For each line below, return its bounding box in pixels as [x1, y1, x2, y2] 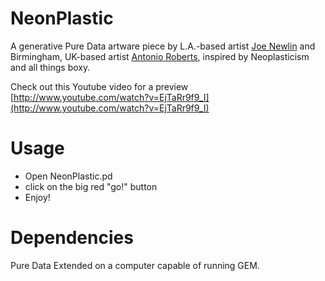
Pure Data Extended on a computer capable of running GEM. [10, 259, 260, 271]
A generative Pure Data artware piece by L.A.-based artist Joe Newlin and [10, 40, 316, 52]
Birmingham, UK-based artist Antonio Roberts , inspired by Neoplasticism [10, 50, 310, 62]
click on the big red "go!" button [24, 180, 158, 192]
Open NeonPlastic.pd [24, 170, 113, 182]
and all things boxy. [10, 61, 91, 73]
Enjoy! [24, 191, 51, 203]
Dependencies [10, 227, 134, 249]
